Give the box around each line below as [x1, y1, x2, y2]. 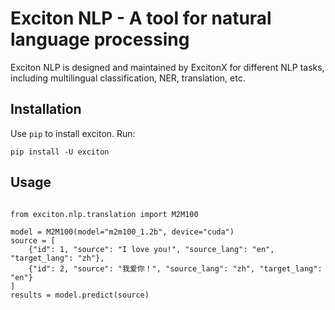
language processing [10, 28, 190, 51]
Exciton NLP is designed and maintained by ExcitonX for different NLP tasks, [10, 61, 325, 73]
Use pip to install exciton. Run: [10, 127, 136, 139]
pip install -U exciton [10, 147, 110, 157]
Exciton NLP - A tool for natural [10, 7, 272, 30]
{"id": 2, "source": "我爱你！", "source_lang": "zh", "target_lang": [28, 263, 323, 274]
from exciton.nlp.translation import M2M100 [10, 209, 199, 219]
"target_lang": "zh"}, [10, 253, 105, 263]
